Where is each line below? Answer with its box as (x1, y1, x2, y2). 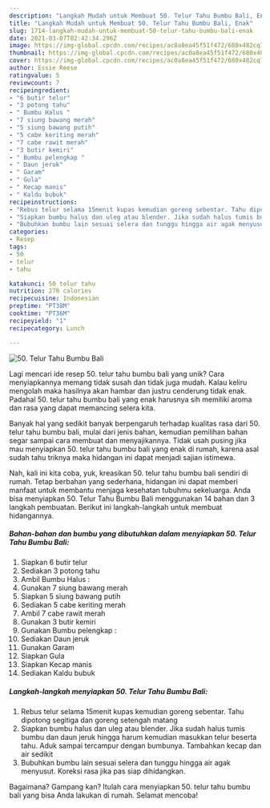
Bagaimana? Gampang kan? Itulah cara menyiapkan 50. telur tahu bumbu (9, 782, 251, 792)
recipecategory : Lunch (9, 324, 85, 333)
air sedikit (20, 749, 54, 759)
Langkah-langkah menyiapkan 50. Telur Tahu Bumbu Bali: (9, 687, 208, 697)
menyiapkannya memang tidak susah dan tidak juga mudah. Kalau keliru (9, 378, 248, 387)
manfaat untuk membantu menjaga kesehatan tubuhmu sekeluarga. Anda (9, 485, 252, 495)
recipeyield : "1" (9, 317, 67, 325)
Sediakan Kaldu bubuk (20, 669, 95, 678)
